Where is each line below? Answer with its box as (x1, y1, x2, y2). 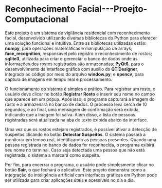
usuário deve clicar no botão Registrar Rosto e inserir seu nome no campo (5, 91, 155, 97)
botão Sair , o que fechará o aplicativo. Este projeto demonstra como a (5, 167, 146, 172)
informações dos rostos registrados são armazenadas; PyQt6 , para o (5, 61, 144, 67)
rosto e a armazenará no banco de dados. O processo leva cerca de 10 (5, 101, 147, 107)
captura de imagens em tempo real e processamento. (5, 76, 113, 82)
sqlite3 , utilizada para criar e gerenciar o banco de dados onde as (5, 56, 138, 61)
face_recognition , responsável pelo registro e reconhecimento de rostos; (5, 50, 152, 56)
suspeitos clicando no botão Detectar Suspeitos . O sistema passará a (5, 132, 146, 137)
